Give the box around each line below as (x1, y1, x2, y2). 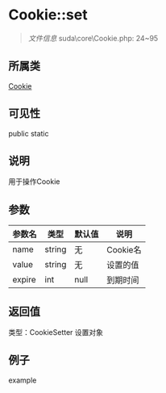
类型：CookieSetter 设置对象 (8, 328, 103, 337)
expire (12, 274, 36, 286)
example (8, 375, 37, 385)
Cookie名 (106, 245, 142, 256)
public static (8, 128, 50, 138)
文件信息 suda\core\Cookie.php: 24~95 (27, 33, 159, 43)
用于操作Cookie (8, 177, 60, 186)
